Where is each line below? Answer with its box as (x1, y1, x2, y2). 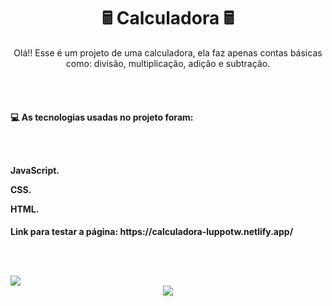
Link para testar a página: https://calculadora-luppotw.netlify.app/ (10, 226, 294, 238)
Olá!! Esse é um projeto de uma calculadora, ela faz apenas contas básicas (13, 46, 323, 59)
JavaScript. (10, 164, 60, 176)
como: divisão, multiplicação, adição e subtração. (65, 57, 271, 69)
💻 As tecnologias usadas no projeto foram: (10, 111, 194, 123)
